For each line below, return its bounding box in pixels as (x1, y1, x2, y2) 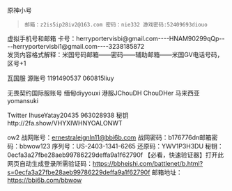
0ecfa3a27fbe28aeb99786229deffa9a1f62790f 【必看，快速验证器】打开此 (7, 151, 224, 159)
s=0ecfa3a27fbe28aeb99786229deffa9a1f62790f (7, 168, 150, 176)
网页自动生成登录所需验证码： (7, 160, 93, 167)
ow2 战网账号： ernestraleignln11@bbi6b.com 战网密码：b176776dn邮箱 (7, 133, 212, 142)
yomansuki (7, 97, 39, 105)
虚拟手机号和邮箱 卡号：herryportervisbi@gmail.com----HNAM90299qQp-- (7, 34, 225, 43)
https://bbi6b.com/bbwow (7, 176, 82, 184)
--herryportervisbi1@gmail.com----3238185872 (7, 43, 145, 50)
